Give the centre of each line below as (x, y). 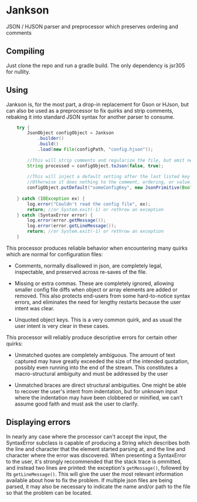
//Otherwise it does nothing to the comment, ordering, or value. (110, 182)
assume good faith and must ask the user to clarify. (77, 404)
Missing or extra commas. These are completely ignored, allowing (94, 283)
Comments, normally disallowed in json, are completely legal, (89, 266)
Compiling (26, 51)
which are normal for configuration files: (55, 254)
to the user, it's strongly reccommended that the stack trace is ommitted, (94, 461)
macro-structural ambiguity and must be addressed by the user (91, 373)
